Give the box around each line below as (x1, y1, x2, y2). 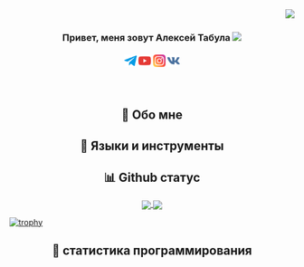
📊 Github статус (103, 170, 201, 186)
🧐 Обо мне (120, 108, 184, 123)
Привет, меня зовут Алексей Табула (62, 31, 231, 43)
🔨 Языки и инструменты (80, 138, 224, 153)
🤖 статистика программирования (52, 243, 252, 259)
